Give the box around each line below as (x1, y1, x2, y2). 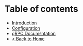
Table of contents (4, 3, 79, 15)
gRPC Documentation (11, 30, 56, 36)
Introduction (11, 20, 37, 26)
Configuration (11, 25, 40, 31)
